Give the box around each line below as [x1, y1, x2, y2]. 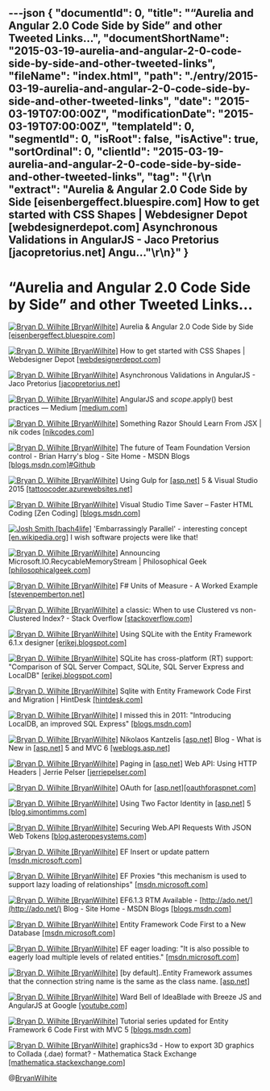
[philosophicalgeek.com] [8, 565, 91, 575]
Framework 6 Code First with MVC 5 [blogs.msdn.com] [8, 1025, 192, 1035]
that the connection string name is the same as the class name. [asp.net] [8, 976, 250, 986]
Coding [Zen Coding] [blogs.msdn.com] [8, 508, 141, 518]
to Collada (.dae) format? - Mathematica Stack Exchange [8, 1049, 197, 1059]
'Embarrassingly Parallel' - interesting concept [93, 524, 247, 534]
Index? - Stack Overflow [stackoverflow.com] [42, 614, 193, 623]
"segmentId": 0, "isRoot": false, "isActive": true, [8, 132, 260, 146]
